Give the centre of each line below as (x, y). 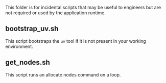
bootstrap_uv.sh (32, 29)
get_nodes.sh (28, 62)
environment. (19, 46)
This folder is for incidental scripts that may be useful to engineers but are (83, 7)
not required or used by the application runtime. (55, 13)
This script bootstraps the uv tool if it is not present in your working (76, 41)
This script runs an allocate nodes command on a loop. (63, 75)
